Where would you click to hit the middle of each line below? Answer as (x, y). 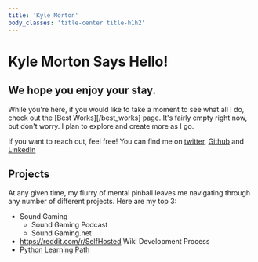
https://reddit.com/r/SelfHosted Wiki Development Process (114, 242)
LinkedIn (22, 149)
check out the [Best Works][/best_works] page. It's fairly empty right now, (128, 118)
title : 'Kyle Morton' (44, 15)
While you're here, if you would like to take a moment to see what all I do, (126, 109)
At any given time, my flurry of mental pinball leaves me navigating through (129, 193)
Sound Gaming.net (61, 233)
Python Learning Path (55, 250)
